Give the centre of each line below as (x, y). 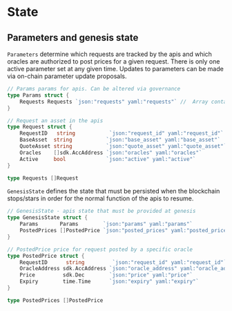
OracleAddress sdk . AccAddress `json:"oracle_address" (98, 269)
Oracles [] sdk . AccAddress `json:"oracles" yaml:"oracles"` (111, 153)
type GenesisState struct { (48, 218)
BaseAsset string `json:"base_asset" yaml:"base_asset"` (120, 140)
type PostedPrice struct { (46, 256)
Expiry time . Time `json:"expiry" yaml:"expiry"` (109, 282)
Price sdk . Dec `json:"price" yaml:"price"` (106, 275)
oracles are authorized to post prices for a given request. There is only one (114, 62)
